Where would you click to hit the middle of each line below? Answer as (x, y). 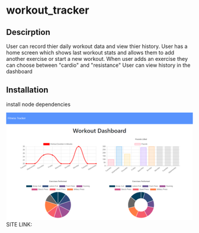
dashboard (19, 71)
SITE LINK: (19, 225)
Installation (27, 90)
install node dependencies (38, 104)
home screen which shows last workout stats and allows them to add (90, 53)
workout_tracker (48, 10)
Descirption (28, 32)
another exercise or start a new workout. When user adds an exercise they (97, 59)
